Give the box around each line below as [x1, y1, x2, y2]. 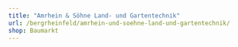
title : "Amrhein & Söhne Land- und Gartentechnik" [8, 11, 180, 20]
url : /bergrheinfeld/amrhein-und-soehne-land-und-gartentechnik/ [8, 19, 230, 27]
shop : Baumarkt [8, 26, 59, 34]
